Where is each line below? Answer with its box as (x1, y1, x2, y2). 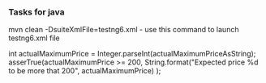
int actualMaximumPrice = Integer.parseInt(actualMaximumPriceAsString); (8, 49, 256, 59)
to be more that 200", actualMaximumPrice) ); (8, 66, 161, 76)
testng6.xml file (8, 33, 61, 43)
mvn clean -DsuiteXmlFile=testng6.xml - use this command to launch (8, 25, 239, 35)
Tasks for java (8, 6, 65, 18)
